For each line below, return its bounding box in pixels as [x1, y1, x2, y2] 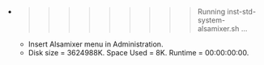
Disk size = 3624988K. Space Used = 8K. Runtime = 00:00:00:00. [28, 48, 249, 57]
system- [197, 15, 225, 25]
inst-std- [226, 7, 257, 16]
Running [197, 7, 226, 16]
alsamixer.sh [197, 24, 240, 33]
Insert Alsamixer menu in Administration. [28, 39, 164, 49]
